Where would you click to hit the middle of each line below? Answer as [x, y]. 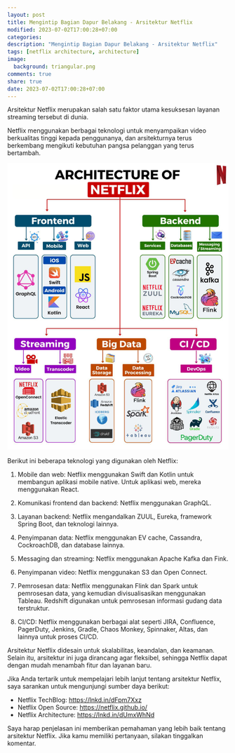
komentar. [22, 743]
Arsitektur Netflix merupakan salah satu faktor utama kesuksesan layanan [114, 109]
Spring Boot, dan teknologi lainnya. [68, 524]
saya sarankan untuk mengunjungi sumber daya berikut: [88, 686]
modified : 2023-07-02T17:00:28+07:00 [62, 29]
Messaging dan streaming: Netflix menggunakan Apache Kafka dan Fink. [123, 559]
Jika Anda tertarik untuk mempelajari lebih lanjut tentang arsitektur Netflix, [115, 679]
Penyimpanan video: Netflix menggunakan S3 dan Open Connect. [113, 573]
